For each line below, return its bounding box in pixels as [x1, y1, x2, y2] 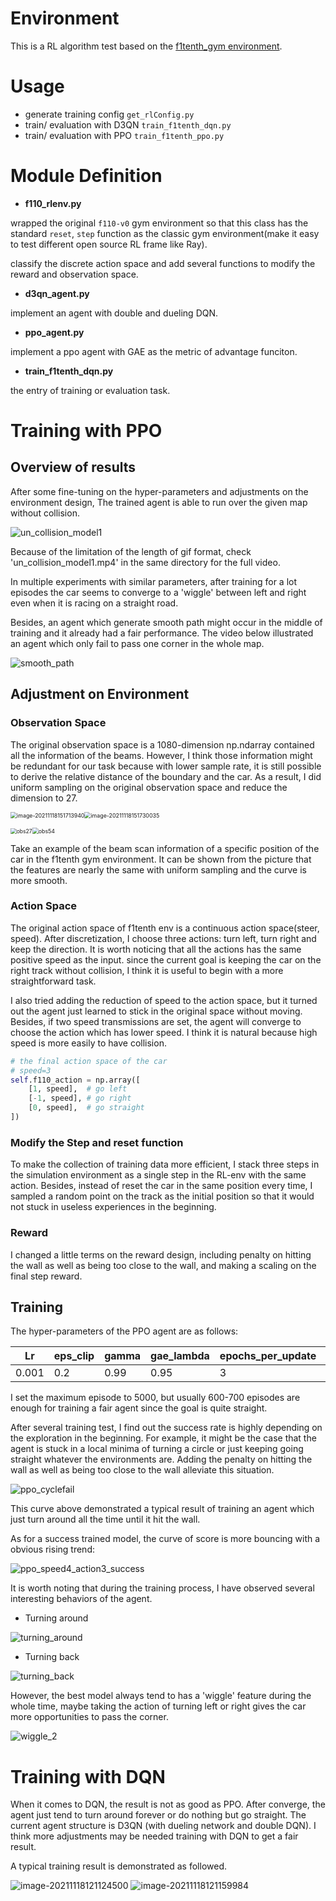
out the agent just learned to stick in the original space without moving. [10, 1005, 303, 1017]
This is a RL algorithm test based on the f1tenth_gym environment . [10, 40, 283, 52]
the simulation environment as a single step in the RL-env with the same [10, 1169, 307, 1181]
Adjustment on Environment [10, 686, 190, 703]
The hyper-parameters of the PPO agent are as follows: [10, 1325, 239, 1337]
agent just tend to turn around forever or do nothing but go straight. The [10, 1809, 307, 1821]
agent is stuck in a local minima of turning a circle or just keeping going [10, 1443, 304, 1455]
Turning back [24, 1651, 80, 1663]
